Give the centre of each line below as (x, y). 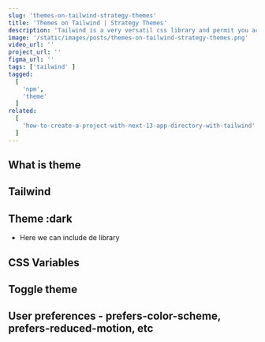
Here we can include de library (69, 238)
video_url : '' (32, 45)
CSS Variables (44, 263)
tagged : (21, 74)
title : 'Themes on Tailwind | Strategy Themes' (88, 23)
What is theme (45, 165)
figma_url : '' (32, 60)
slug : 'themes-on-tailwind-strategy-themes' (82, 15)
